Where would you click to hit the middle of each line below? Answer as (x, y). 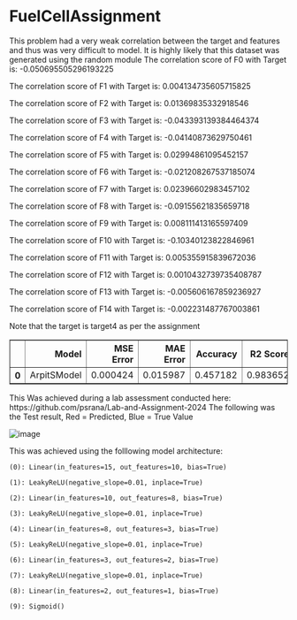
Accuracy (217, 354)
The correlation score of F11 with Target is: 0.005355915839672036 (133, 257)
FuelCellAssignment (85, 16)
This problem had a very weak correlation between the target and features (145, 41)
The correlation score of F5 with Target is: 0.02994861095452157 (129, 154)
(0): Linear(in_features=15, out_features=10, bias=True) (118, 467)
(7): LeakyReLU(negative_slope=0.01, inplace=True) (106, 575)
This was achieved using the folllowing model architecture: (116, 451)
